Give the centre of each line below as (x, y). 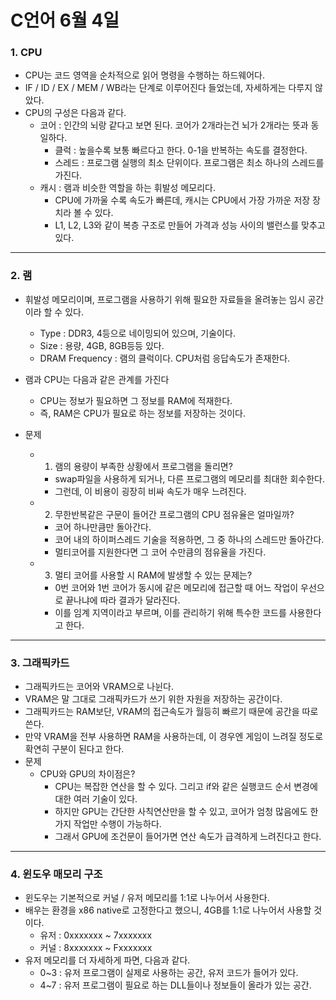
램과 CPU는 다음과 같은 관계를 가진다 (97, 379)
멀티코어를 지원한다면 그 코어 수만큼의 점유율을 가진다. (160, 552)
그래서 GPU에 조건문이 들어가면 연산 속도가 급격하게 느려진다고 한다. (188, 837)
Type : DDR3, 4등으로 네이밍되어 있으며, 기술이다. (137, 333)
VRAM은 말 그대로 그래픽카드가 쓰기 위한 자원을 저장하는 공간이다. (153, 699)
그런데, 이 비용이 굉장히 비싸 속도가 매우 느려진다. (150, 491)
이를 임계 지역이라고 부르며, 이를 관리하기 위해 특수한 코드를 (170, 612)
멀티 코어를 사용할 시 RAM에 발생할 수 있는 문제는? (153, 575)
